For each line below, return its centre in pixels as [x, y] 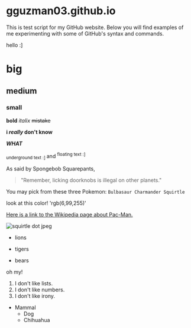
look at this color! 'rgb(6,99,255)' [46, 203]
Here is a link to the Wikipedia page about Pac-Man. [69, 215]
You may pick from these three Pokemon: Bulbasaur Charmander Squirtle [96, 192]
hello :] [14, 45]
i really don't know [30, 132]
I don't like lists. [34, 284]
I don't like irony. [35, 296]
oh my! [14, 272]
